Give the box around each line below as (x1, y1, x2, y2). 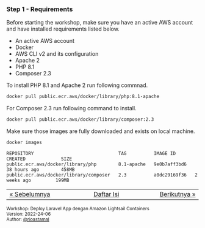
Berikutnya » (159, 189, 196, 198)
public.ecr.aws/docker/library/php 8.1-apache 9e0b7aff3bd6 (6, 161, 187, 167)
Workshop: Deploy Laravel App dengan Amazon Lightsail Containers (6, 205, 149, 211)
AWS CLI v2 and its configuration (15, 50, 99, 58)
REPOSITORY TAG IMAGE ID (6, 150, 176, 156)
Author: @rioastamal (6, 216, 50, 222)
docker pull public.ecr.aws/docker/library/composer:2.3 (6, 116, 154, 123)
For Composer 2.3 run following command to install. (6, 105, 137, 112)
